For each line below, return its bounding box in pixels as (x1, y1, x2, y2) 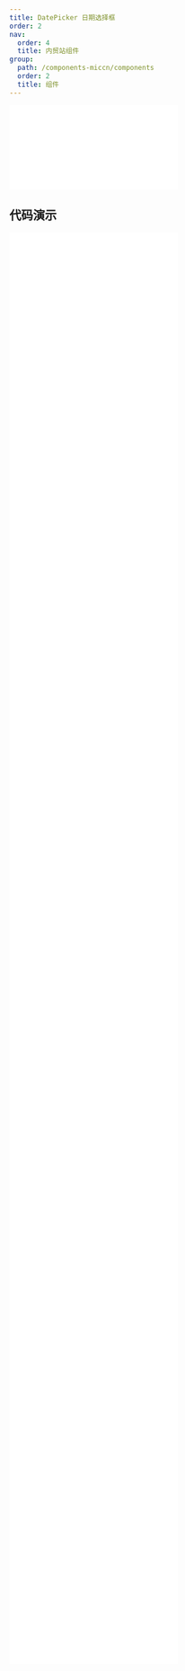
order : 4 (17, 38, 50, 48)
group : (9, 55, 34, 64)
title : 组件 (17, 80, 60, 89)
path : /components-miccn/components (17, 64, 154, 73)
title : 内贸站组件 (17, 47, 79, 56)
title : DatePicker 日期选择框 (9, 13, 116, 22)
